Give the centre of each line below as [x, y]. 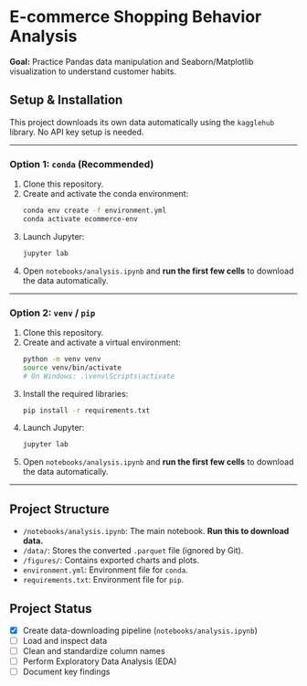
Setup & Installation [66, 100]
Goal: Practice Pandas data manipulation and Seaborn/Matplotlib [132, 61]
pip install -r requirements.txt [86, 410]
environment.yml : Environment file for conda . [106, 570]
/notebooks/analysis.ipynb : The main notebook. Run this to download [156, 531]
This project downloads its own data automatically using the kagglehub [142, 122]
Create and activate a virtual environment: [101, 342]
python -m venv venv [62, 359]
